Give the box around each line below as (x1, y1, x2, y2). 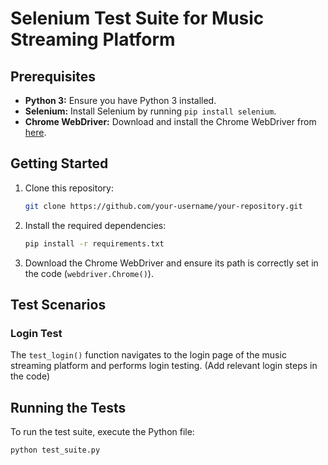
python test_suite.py (10, 445, 101, 456)
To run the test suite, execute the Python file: (10, 426, 195, 438)
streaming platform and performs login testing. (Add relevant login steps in (10, 360, 318, 372)
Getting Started (10, 155, 109, 172)
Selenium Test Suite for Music (10, 7, 265, 30)
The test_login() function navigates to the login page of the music (10, 349, 287, 361)
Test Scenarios (10, 296, 107, 313)
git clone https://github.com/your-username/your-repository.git (24, 201, 303, 211)
